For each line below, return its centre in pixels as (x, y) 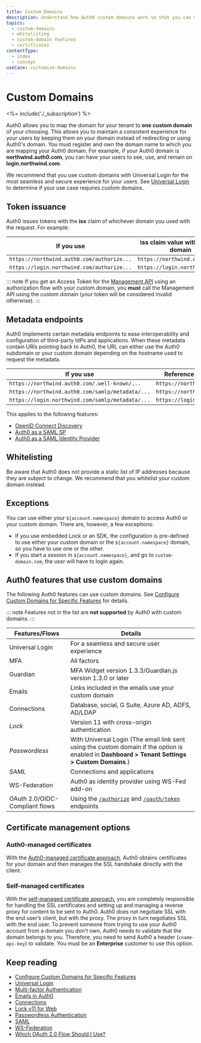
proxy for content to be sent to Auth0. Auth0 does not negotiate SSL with (96, 912)
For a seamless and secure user (115, 644)
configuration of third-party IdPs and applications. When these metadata (96, 340)
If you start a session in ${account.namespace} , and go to (84, 554)
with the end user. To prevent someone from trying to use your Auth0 (92, 924)
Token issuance (36, 207)
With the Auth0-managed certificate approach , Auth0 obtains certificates (97, 858)
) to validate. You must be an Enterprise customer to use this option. (109, 943)
